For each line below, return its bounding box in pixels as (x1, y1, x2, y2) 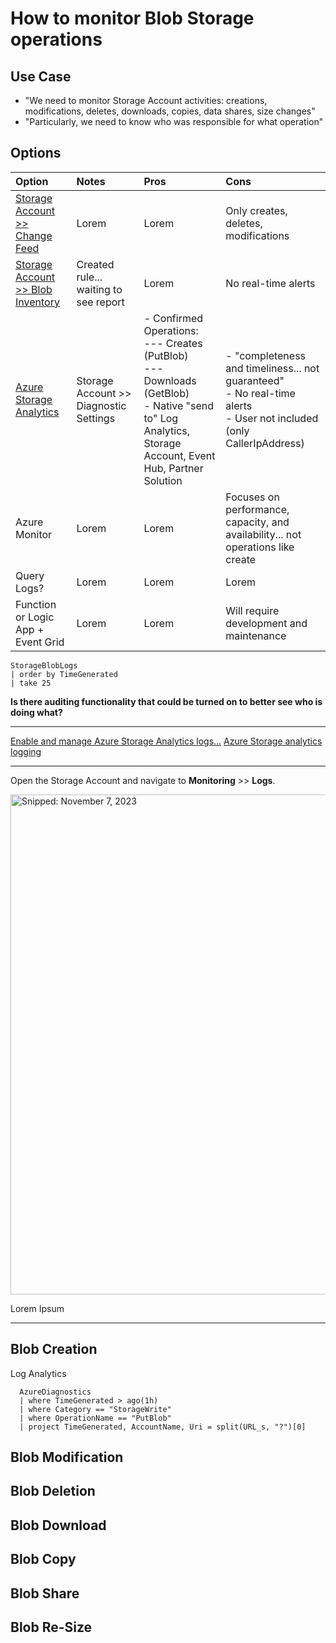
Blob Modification (10, 1449, 124, 1466)
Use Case (10, 68, 72, 85)
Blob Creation (10, 1341, 98, 1358)
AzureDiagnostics (19, 1387, 92, 1397)
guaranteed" (225, 373, 285, 387)
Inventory (15, 295, 60, 309)
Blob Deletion (10, 1483, 96, 1500)
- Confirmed (143, 311, 204, 325)
